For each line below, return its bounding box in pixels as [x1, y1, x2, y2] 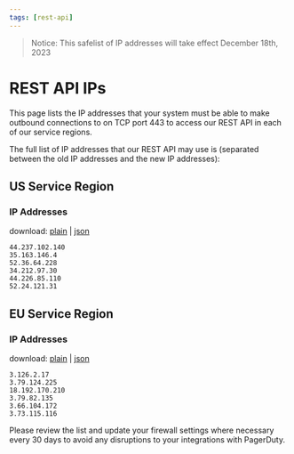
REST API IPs [9, 77, 107, 98]
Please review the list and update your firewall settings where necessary [9, 425, 274, 435]
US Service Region [9, 179, 115, 194]
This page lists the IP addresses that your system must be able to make [9, 108, 270, 118]
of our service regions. [9, 126, 93, 137]
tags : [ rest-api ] [9, 12, 74, 22]
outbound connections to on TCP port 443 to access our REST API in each [9, 117, 282, 127]
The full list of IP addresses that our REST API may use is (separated [9, 143, 259, 154]
